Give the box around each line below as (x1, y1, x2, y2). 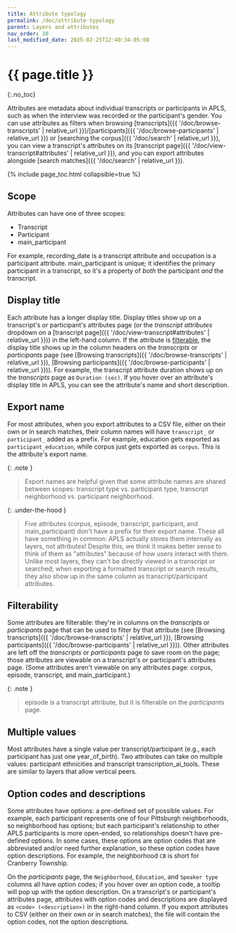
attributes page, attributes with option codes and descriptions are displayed (7, 895, 228, 903)
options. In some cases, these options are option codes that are (31, 836, 216, 845)
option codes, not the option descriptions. (7, 917, 129, 926)
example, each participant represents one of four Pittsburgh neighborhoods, (7, 814, 229, 822)
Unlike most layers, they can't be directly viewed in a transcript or (24, 556, 216, 565)
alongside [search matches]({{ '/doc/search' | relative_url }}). (7, 157, 185, 165)
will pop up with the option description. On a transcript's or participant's (7, 887, 216, 896)
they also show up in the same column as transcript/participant (24, 572, 208, 580)
